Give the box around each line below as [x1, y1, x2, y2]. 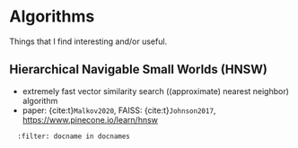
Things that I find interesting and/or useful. [9, 36, 168, 47]
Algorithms [9, 6, 95, 27]
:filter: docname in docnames [17, 132, 130, 141]
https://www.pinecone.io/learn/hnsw [22, 114, 159, 125]
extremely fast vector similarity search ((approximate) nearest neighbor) [22, 85, 290, 96]
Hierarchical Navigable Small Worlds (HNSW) [9, 62, 267, 77]
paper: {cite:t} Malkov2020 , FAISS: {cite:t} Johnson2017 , [22, 105, 216, 116]
